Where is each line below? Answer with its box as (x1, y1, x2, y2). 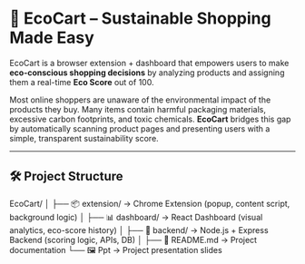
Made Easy (9, 27, 95, 48)
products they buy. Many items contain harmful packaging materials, (9, 103, 266, 114)
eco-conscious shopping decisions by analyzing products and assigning (9, 67, 285, 78)
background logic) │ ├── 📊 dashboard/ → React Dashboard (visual (9, 211, 263, 222)
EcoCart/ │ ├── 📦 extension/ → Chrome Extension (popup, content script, (9, 198, 290, 209)
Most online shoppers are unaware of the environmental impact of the (9, 94, 271, 105)
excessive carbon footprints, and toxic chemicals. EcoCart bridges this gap (9, 113, 291, 124)
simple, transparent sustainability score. (9, 132, 159, 143)
